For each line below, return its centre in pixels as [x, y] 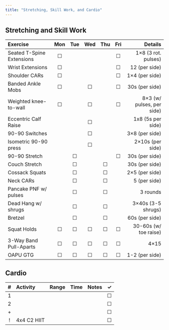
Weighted [19, 101]
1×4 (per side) [144, 76]
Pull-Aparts [22, 247]
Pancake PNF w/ [27, 189]
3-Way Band [23, 241]
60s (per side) [144, 218]
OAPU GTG [21, 255]
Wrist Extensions [28, 68]
